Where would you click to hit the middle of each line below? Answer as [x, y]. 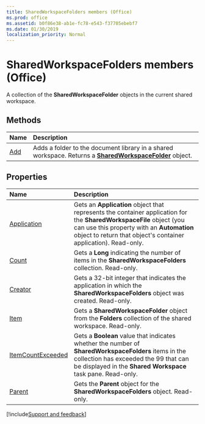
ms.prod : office [27, 18]
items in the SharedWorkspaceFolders [130, 260]
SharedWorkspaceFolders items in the [130, 351]
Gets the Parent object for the [117, 384]
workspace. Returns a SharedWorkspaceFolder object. [112, 155]
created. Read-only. [103, 301]
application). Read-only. [109, 243]
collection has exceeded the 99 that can [131, 359]
